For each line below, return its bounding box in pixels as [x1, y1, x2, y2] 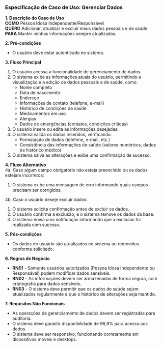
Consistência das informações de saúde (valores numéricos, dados [19, 142, 156, 148]
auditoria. [12, 316, 32, 321]
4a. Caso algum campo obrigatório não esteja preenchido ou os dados [5, 167, 148, 173]
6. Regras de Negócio [5, 256, 50, 261]
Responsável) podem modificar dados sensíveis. [12, 270, 110, 276]
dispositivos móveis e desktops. [12, 336, 77, 343]
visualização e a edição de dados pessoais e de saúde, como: [12, 79, 138, 85]
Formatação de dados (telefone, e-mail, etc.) [19, 137, 110, 143]
